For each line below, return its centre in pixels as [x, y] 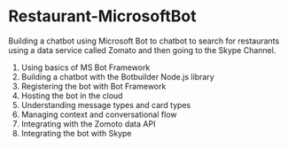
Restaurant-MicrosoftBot [102, 16]
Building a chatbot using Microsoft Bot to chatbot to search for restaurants [144, 41]
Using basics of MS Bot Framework [86, 67]
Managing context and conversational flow [99, 114]
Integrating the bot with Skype [76, 133]
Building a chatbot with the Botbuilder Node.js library [117, 76]
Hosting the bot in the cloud [72, 96]
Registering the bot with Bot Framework [93, 86]
